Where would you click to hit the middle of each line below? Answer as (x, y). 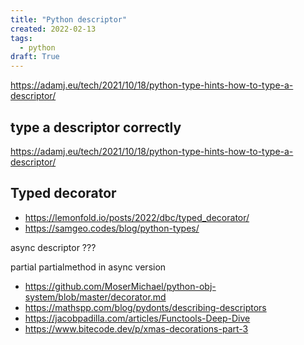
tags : (21, 38)
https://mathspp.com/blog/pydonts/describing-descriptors (145, 307)
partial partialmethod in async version (88, 267)
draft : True (35, 57)
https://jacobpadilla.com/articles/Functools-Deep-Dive (137, 318)
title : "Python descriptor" (69, 19)
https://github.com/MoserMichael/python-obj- (120, 286)
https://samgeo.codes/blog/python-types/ (112, 228)
